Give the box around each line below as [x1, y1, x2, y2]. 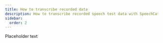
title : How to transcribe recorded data [5, 7, 88, 12]
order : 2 [9, 20, 27, 25]
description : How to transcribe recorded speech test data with [5, 11, 138, 16]
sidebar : [5, 16, 23, 21]
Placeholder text [5, 33, 38, 39]
